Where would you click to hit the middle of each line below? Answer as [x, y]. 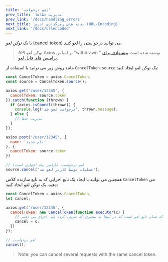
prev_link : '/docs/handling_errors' [44, 19]
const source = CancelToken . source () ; [46, 81]
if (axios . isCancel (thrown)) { [43, 105]
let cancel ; [18, 198]
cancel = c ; [27, 222]
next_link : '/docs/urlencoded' [38, 29]
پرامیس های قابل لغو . [38, 58]
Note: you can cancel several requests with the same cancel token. [87, 254]
